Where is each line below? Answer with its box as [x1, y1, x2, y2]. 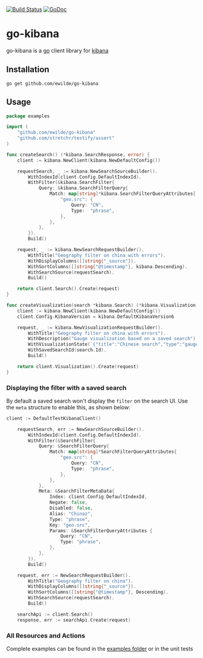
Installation [6, 64, 50, 75]
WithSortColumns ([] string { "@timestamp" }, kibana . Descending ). [28, 263, 188, 269]
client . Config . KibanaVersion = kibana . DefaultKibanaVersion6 [17, 314, 174, 320]
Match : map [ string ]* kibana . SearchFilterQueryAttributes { [49, 191, 196, 197]
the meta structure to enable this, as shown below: [6, 403, 131, 411]
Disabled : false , [49, 505, 94, 512]
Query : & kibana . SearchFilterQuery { [38, 185, 129, 191]
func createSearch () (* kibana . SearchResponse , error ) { [6, 151, 150, 157]
